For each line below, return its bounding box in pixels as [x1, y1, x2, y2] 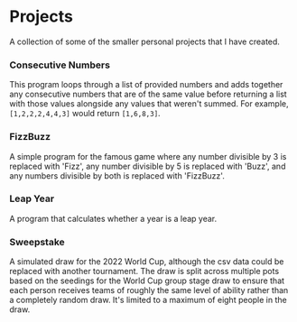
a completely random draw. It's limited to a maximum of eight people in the [9, 295, 287, 306]
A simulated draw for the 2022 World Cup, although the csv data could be [9, 256, 284, 267]
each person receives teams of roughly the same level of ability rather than [9, 285, 289, 296]
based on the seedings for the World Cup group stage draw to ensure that [9, 275, 285, 286]
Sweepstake [9, 235, 65, 248]
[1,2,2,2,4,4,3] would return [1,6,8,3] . [9, 108, 161, 119]
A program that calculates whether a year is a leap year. [9, 213, 218, 224]
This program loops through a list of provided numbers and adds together [9, 79, 283, 90]
